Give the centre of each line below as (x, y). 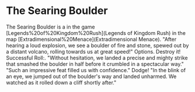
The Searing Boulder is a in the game (51, 27)
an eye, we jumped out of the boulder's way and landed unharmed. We (91, 76)
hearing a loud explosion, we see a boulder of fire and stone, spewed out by (97, 45)
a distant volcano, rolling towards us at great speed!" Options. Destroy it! (93, 51)
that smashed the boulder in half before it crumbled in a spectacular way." (95, 64)
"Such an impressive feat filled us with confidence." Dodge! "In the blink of (96, 70)
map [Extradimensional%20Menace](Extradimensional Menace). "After (91, 39)
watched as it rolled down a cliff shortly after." (61, 82)
